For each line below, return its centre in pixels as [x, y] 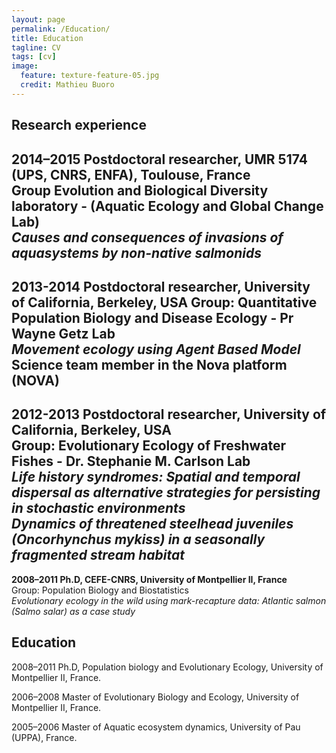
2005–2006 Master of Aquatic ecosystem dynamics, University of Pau [156, 727]
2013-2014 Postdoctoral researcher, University [161, 286]
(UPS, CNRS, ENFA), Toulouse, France [131, 174]
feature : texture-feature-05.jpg [90, 76]
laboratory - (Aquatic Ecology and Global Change [167, 206]
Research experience [79, 125]
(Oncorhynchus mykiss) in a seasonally [138, 539]
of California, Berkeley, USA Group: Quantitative [164, 302]
